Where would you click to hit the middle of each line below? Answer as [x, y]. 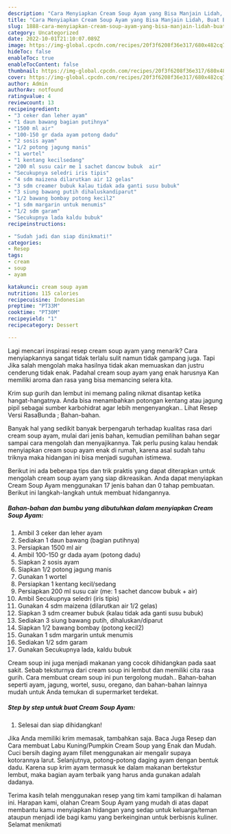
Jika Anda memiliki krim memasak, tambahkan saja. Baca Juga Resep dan [112, 738]
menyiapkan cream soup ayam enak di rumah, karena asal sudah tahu [106, 450]
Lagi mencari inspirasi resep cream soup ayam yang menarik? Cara [103, 350]
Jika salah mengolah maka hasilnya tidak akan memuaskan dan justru [106, 365]
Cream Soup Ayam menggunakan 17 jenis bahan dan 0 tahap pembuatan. [111, 485]
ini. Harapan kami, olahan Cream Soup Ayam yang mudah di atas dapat [108, 802]
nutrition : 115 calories [43, 293]
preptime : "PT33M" [34, 306]
